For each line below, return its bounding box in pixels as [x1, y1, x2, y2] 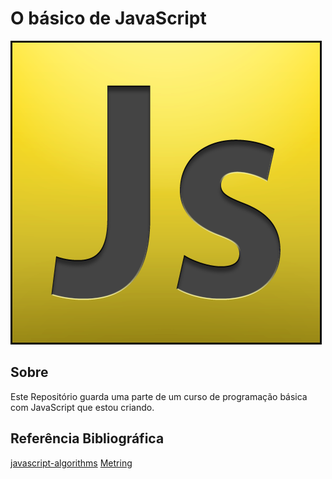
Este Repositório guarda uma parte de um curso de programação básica [10, 390, 308, 402]
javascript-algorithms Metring [10, 457, 133, 469]
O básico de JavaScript [10, 7, 207, 30]
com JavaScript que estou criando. [10, 401, 155, 413]
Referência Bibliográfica [10, 430, 165, 447]
